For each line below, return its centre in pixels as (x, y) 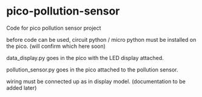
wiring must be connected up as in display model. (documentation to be (96, 81)
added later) (22, 88)
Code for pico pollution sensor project (54, 28)
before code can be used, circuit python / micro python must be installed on (101, 39)
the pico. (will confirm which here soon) (56, 46)
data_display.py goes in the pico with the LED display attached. (85, 58)
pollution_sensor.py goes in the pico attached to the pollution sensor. (92, 69)
